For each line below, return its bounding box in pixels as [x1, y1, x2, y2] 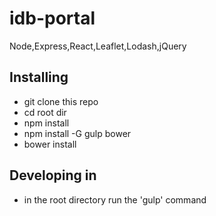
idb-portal [9, 7, 96, 30]
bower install [23, 138, 77, 150]
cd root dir [23, 106, 67, 118]
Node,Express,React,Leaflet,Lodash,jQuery [9, 40, 187, 52]
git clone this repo [23, 95, 99, 107]
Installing [9, 69, 69, 86]
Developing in [9, 167, 97, 184]
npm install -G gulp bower [23, 127, 132, 139]
